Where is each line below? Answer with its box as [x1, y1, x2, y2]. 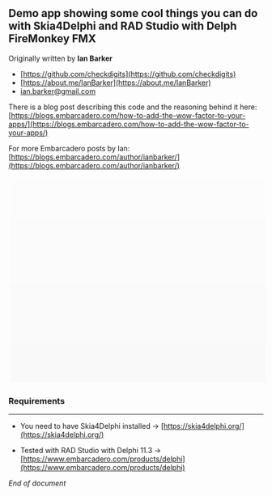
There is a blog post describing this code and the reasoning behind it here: [8, 102, 257, 112]
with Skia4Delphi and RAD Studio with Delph [8, 19, 237, 33]
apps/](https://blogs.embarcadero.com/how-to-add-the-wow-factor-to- [8, 119, 249, 129]
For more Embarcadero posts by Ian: [8, 143, 130, 153]
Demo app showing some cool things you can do [8, 6, 258, 20]
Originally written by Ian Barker [8, 53, 113, 63]
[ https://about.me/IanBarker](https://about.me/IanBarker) [19, 78, 212, 87]
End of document [8, 478, 66, 488]
